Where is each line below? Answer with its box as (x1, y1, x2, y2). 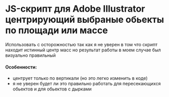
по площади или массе (5, 25, 108, 36)
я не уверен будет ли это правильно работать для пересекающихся (12, 81, 161, 87)
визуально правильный (5, 52, 56, 58)
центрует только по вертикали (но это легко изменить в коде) (12, 75, 148, 81)
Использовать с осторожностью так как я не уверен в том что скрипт (5, 41, 158, 47)
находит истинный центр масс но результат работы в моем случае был (5, 47, 161, 53)
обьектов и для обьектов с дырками (12, 86, 92, 92)
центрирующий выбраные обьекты (5, 14, 164, 25)
